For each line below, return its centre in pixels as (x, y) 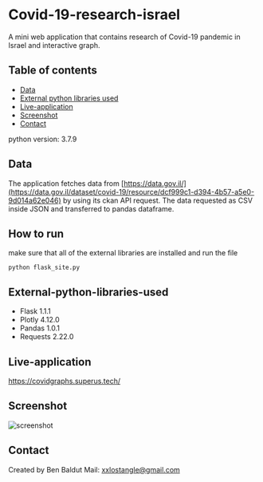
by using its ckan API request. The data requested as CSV (158, 200)
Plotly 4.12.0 (39, 320)
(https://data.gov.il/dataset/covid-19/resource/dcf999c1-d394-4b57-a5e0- (131, 192)
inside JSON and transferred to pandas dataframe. (91, 208)
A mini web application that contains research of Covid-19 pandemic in (124, 37)
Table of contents (53, 71)
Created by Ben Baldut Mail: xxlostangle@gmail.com (94, 469)
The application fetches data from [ (66, 183)
